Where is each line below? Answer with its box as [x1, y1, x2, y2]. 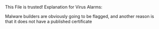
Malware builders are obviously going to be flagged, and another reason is [5, 14, 154, 19]
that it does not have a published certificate [5, 19, 92, 24]
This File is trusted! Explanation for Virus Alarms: [5, 4, 103, 10]
